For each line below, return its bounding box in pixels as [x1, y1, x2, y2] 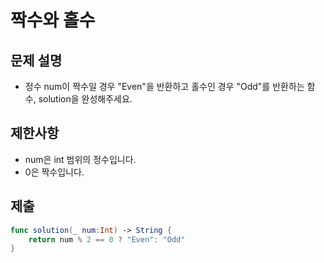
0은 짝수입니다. [24, 166, 85, 178]
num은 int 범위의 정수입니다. [24, 153, 137, 165]
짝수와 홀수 [10, 9, 96, 32]
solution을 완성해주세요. [38, 93, 133, 105]
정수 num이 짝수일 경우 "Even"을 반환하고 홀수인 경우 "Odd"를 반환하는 [24, 81, 305, 92]
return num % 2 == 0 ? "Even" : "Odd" [28, 234, 186, 245]
